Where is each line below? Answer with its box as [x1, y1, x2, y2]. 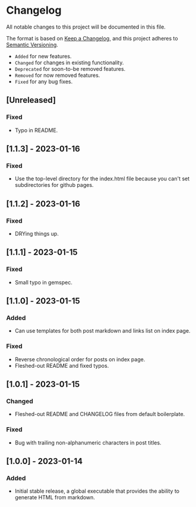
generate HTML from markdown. [14, 494, 95, 501]
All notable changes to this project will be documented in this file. [6, 23, 166, 30]
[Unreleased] [6, 95, 56, 105]
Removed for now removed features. [14, 71, 100, 79]
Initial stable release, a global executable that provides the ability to [14, 487, 180, 495]
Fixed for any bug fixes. [14, 78, 73, 85]
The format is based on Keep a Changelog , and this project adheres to [6, 35, 178, 42]
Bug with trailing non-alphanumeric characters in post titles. [14, 439, 162, 446]
